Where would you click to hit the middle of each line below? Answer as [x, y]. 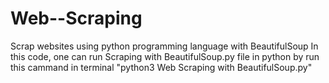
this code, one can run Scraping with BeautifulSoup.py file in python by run [165, 56]
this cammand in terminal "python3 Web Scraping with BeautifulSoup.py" [161, 67]
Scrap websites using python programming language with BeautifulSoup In [164, 46]
